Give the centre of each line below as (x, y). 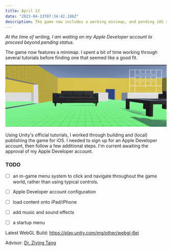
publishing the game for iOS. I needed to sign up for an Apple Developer (81, 141)
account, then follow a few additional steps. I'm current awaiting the (77, 146)
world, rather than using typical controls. (56, 182)
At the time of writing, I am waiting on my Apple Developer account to (79, 37)
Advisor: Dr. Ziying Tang (31, 243)
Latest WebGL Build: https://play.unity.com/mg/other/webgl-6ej (72, 233)
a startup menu (29, 222)
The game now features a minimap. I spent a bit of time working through (81, 52)
